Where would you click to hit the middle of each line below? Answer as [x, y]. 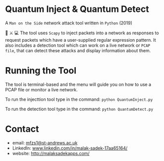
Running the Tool [41, 71]
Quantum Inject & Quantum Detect [77, 9]
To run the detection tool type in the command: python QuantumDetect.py [79, 109]
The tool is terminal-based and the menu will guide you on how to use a [78, 84]
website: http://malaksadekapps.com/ [51, 153]
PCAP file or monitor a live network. [41, 89]
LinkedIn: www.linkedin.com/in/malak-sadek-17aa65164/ [70, 148]
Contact [22, 129]
